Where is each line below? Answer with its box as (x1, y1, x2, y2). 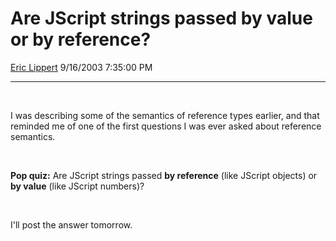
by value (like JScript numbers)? (10, 180, 145, 192)
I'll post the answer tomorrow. (10, 218, 133, 231)
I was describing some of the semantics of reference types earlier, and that (10, 109, 320, 121)
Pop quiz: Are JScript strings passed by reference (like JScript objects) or (10, 169, 318, 181)
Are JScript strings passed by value (10, 7, 313, 30)
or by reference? (10, 28, 152, 51)
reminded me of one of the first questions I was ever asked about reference (10, 120, 322, 132)
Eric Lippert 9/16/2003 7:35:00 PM (10, 61, 153, 73)
